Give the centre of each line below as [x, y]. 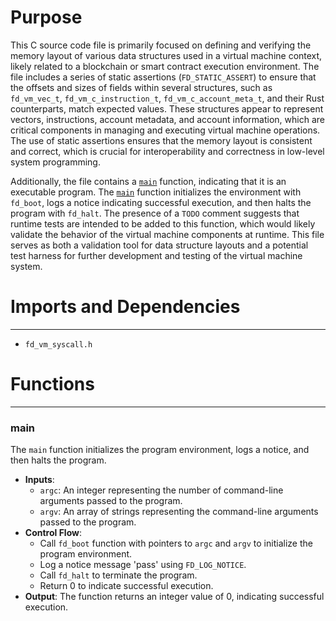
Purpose [46, 17]
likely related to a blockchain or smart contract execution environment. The [165, 66]
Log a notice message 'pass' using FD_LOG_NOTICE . [143, 565]
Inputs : [39, 480]
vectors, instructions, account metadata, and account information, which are [167, 119]
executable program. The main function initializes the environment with [156, 192]
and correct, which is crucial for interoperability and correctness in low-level [167, 151]
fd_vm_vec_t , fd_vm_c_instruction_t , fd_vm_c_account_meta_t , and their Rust [167, 98]
